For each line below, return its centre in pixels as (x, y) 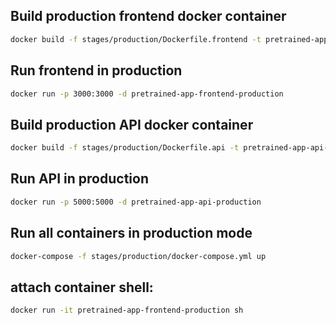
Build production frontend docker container (148, 16)
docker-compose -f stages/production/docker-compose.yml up (138, 256)
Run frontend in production (96, 70)
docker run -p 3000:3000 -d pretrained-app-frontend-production (147, 94)
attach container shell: (82, 287)
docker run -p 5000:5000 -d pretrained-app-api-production (136, 202)
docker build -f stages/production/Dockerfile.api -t (125, 148)
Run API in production (79, 179)
